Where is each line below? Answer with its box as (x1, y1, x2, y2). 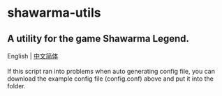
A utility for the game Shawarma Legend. (7, 33, 190, 45)
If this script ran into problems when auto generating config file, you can (7, 67, 215, 75)
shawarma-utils (7, 5, 101, 21)
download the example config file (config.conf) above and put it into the (7, 74, 214, 83)
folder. (7, 82, 26, 90)
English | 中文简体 (7, 52, 59, 60)
